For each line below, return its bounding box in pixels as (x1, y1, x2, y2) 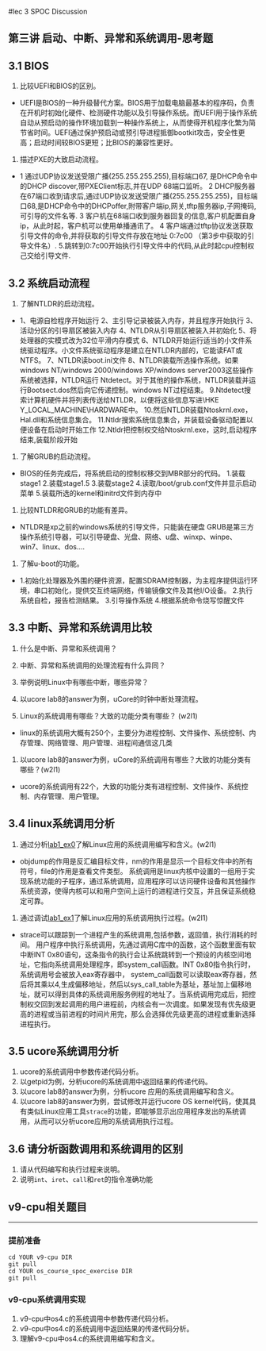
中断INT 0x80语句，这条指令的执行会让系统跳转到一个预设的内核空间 (19, 949, 245, 959)
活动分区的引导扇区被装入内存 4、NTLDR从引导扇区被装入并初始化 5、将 (19, 325, 257, 336)
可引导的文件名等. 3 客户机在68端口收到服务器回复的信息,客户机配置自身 (19, 211, 256, 221)
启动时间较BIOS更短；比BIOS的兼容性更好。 (33, 138, 178, 148)
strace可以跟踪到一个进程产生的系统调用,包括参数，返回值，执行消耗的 (19, 930, 251, 939)
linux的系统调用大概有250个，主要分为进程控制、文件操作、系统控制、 (19, 728, 249, 737)
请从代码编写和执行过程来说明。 (19, 1164, 124, 1174)
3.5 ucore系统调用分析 (8, 1045, 119, 1058)
